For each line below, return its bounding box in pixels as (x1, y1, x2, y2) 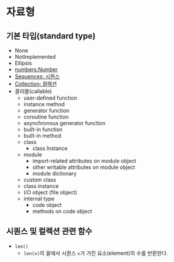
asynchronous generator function (23, 120, 105, 126)
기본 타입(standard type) (6, 31, 96, 41)
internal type (23, 195, 55, 202)
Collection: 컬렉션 (14, 81, 57, 87)
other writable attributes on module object (32, 164, 136, 171)
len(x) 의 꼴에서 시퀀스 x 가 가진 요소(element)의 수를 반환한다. (23, 250, 169, 257)
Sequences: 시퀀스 (14, 73, 60, 80)
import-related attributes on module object (32, 158, 137, 164)
